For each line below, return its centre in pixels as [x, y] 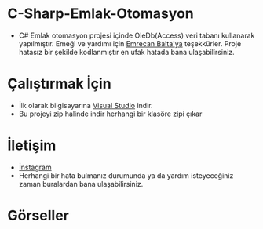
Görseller [38, 216]
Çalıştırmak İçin [59, 84]
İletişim [32, 145]
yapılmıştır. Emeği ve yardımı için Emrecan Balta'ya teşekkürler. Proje [130, 43]
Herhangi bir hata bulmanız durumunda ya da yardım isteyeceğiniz [126, 175]
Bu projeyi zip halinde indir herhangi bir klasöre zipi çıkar [110, 114]
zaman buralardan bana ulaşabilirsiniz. [81, 184]
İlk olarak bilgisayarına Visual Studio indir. [86, 105]
